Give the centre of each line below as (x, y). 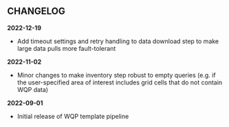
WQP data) (33, 89)
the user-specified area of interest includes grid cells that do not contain (120, 82)
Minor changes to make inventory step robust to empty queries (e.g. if (116, 75)
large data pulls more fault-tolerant (66, 48)
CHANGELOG (36, 11)
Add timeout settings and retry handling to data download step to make (118, 41)
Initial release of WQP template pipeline (73, 116)
